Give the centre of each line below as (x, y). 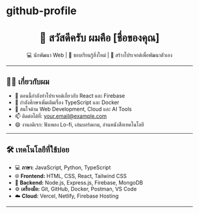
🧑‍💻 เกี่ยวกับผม (28, 81)
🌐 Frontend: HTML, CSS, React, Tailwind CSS (71, 176)
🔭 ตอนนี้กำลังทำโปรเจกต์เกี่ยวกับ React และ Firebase (70, 95)
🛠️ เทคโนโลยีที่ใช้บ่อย (38, 150)
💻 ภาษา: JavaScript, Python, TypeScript (63, 167)
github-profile (41, 11)
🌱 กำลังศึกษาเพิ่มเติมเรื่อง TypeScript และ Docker (67, 102)
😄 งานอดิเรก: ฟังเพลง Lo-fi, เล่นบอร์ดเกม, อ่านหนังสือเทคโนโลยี (79, 124)
